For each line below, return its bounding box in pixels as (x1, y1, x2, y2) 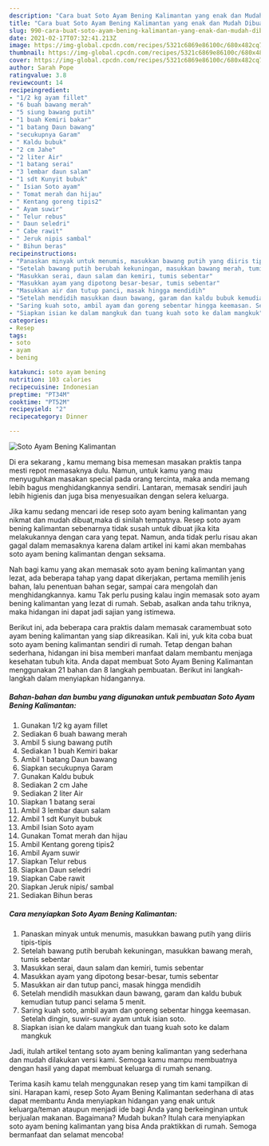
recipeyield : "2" (9, 405, 67, 413)
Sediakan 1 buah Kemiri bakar (20, 745, 118, 756)
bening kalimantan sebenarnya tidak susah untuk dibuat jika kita (9, 524, 220, 533)
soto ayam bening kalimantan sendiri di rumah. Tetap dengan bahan (9, 640, 232, 649)
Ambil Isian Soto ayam (20, 822, 94, 832)
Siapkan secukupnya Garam (20, 763, 114, 773)
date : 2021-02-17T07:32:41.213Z (9, 34, 117, 42)
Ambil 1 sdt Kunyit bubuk (20, 813, 102, 824)
